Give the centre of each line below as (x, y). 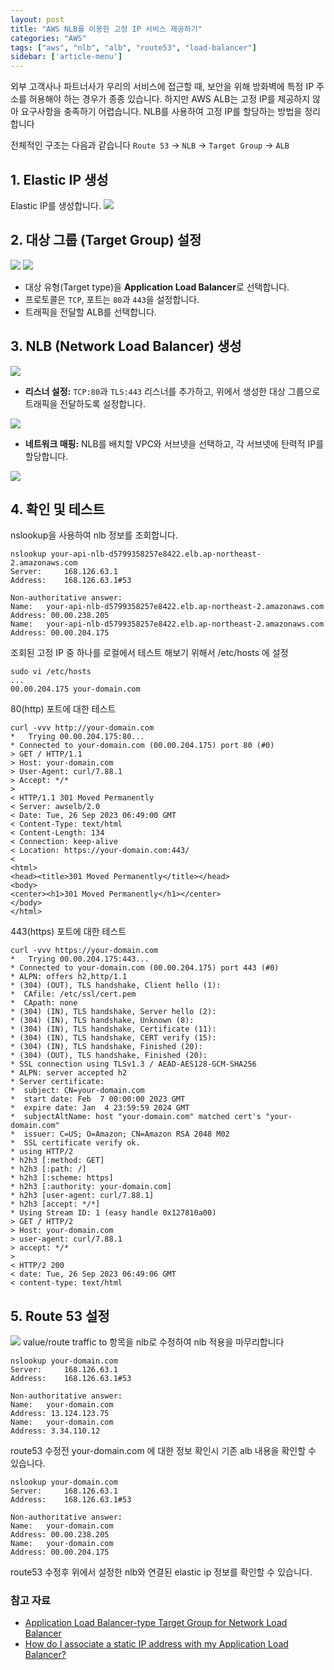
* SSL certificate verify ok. (75, 1143)
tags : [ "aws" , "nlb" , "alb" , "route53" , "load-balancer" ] (133, 47)
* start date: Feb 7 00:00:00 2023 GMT (98, 1099)
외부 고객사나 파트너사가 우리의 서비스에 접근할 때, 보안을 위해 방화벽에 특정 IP (162, 87)
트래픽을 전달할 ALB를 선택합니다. (90, 312)
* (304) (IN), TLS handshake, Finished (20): (106, 1047)
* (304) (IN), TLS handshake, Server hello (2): (113, 1012)
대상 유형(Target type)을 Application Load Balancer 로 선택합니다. (157, 287)
